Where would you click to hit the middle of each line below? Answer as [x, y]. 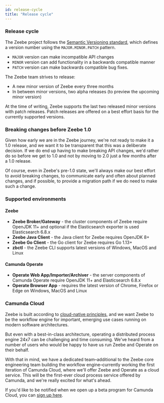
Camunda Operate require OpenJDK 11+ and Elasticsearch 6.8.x [76, 280]
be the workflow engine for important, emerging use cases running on [76, 319]
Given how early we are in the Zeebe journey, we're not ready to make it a [80, 140]
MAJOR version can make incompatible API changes [63, 57]
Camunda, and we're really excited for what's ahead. [58, 380]
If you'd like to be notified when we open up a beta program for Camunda [79, 390]
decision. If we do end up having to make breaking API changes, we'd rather [82, 151]
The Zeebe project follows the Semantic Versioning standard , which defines [82, 42]
